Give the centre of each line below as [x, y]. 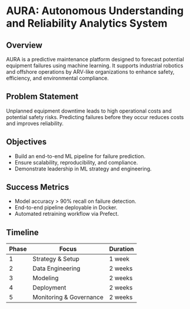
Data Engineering [56, 268]
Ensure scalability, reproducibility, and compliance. [76, 162]
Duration [121, 249]
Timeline [23, 232]
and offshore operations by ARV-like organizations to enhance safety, [90, 72]
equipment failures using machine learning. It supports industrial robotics [95, 65]
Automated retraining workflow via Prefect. [67, 214]
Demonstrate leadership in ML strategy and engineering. [83, 169]
